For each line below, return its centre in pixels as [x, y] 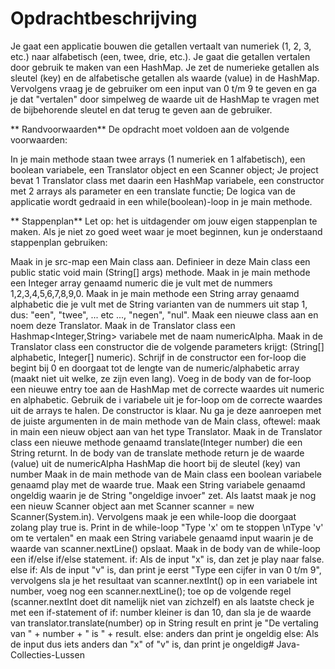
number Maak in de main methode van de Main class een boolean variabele [166, 474]
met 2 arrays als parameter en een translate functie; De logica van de [153, 191]
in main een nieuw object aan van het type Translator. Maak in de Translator [166, 431]
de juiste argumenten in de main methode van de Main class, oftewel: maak [165, 421]
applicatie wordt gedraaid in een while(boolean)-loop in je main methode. [161, 201]
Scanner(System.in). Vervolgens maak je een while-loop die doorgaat [153, 516]
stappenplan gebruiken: [59, 242]
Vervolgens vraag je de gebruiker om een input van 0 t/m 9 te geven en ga [163, 88]
